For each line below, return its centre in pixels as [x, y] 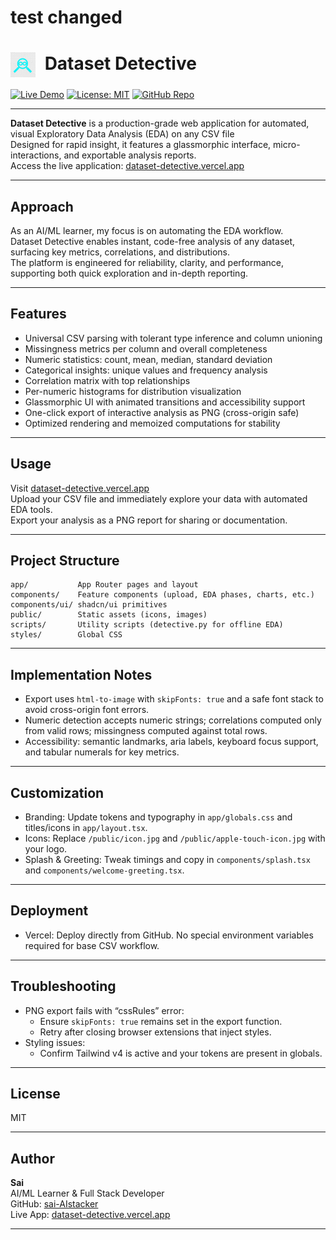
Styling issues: [55, 1042]
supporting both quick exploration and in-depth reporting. [129, 273]
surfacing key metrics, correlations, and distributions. [120, 252]
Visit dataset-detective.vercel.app [80, 488]
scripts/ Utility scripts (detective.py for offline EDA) [147, 625]
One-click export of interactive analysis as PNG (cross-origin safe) [162, 412]
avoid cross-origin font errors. [87, 710]
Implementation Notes [81, 674]
